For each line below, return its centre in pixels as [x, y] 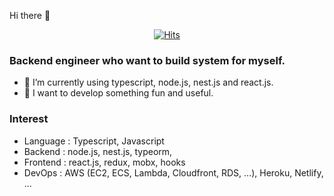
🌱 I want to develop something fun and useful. [118, 93]
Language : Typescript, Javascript [94, 141]
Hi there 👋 [30, 15]
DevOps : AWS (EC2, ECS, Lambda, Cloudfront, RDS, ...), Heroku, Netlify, [173, 172]
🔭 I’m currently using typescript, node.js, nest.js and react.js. [148, 82]
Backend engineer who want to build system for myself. [147, 60]
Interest [29, 119]
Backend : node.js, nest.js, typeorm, [98, 151]
